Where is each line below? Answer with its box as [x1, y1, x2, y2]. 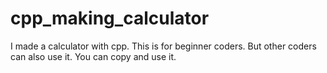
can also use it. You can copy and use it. [10, 50, 177, 62]
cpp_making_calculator [10, 7, 210, 30]
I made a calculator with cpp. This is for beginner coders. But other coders [10, 40, 317, 52]
